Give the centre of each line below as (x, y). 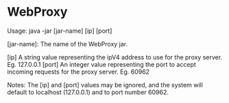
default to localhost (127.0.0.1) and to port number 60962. (88, 92)
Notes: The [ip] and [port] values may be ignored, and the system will (105, 85)
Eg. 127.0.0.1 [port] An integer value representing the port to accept (102, 64)
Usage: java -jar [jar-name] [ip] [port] (60, 31)
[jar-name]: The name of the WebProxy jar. (68, 44)
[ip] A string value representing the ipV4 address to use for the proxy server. (115, 57)
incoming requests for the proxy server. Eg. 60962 (78, 72)
